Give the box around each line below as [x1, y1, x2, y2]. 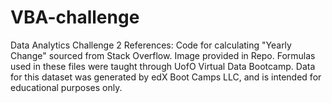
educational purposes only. [10, 81, 123, 93]
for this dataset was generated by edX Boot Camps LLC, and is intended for [10, 71, 322, 83]
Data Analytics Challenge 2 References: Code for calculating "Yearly [10, 39, 292, 51]
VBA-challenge [10, 6, 140, 29]
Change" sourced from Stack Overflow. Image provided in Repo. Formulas [10, 49, 316, 61]
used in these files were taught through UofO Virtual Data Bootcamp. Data [10, 60, 316, 72]
